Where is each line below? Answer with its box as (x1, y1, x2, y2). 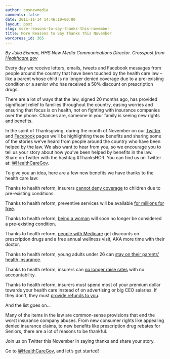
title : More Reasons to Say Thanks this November (5, 31, 112, 36)
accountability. (5, 272, 36, 278)
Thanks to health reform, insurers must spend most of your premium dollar (5, 281, 161, 288)
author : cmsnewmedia (5, 7, 49, 13)
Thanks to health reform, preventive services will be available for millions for (5, 200, 164, 206)
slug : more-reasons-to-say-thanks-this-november (5, 26, 110, 31)
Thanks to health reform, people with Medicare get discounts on (5, 230, 139, 236)
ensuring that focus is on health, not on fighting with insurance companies (5, 107, 160, 113)
